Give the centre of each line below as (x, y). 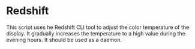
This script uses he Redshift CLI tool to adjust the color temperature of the (98, 27)
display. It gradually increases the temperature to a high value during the (96, 33)
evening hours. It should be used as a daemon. (64, 40)
